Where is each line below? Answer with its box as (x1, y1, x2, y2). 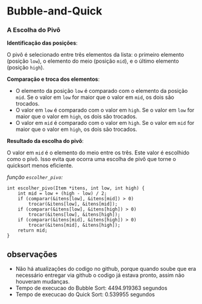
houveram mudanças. (15, 278, 70, 285)
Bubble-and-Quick (7, 4, 103, 18)
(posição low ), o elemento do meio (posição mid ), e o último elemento (7, 57, 180, 65)
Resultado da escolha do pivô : (7, 138, 84, 145)
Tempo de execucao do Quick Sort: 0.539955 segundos (15, 291, 156, 298)
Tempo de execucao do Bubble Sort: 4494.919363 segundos (15, 285, 168, 292)
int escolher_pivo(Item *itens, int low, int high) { (7, 185, 145, 191)
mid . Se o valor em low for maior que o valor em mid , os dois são (15, 93, 174, 101)
